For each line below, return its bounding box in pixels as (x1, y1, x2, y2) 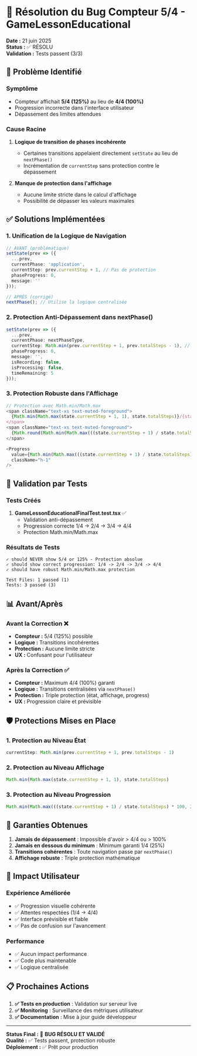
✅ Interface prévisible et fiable (14, 915, 89, 922)
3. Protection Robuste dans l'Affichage (6, 389, 118, 398)
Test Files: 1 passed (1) (6, 577, 69, 583)
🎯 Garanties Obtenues (6, 820, 88, 830)
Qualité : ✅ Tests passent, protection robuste (6, 1037, 116, 1044)
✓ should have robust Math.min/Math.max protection (6, 567, 135, 573)
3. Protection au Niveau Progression (6, 790, 111, 799)
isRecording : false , (11, 359, 62, 365)
